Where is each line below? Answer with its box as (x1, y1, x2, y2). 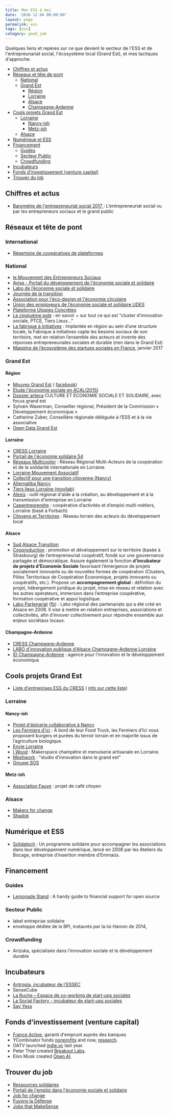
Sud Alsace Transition (12, 542, 59, 548)
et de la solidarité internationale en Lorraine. (12, 464, 106, 470)
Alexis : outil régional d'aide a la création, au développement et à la (12, 491, 154, 498)
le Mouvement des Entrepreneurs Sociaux (12, 274, 101, 280)
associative (12, 419, 37, 425)
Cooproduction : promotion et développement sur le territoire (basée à (12, 547, 161, 553)
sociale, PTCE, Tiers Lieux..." (12, 318, 74, 324)
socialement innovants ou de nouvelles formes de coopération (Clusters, (12, 569, 166, 575)
